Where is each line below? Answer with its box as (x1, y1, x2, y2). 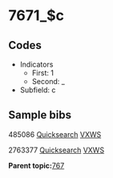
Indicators (19, 59, 54, 69)
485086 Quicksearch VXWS (8, 129, 102, 139)
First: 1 (31, 68, 54, 78)
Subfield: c (19, 85, 56, 95)
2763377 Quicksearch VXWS (8, 145, 105, 155)
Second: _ (31, 77, 66, 86)
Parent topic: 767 (8, 160, 65, 170)
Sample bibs (8, 108, 72, 122)
